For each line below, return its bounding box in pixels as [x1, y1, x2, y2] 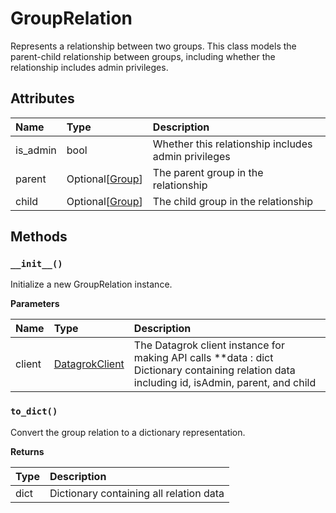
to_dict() [10, 406, 58, 417]
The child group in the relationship [152, 194, 314, 208]
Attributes [10, 90, 75, 107]
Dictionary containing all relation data [49, 486, 225, 500]
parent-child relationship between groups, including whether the [10, 50, 276, 62]
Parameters [10, 298, 60, 310]
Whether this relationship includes [152, 137, 313, 151]
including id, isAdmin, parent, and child [133, 376, 317, 390]
